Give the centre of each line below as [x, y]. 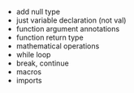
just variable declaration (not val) [71, 20]
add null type [38, 12]
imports [29, 80]
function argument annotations [68, 29]
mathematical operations [58, 46]
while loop [33, 55]
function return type [50, 37]
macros [29, 72]
